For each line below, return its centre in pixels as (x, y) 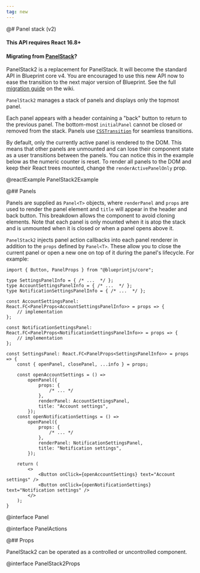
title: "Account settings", (73, 406)
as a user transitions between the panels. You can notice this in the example (100, 155)
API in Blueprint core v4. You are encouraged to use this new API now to (95, 76)
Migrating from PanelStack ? (42, 56)
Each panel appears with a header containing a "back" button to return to (97, 118)
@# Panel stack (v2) (31, 29)
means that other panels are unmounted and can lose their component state (100, 149)
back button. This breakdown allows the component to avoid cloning (91, 216)
